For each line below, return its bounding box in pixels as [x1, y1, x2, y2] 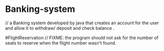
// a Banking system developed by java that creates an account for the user [5, 20, 159, 26]
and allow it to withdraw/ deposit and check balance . [5, 25, 115, 31]
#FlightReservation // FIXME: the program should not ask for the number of [5, 35, 159, 41]
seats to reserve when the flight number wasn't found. [5, 40, 117, 46]
